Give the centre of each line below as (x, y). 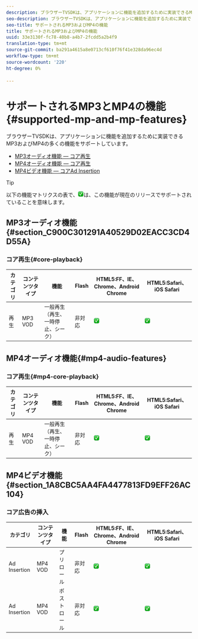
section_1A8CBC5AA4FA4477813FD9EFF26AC (103, 485)
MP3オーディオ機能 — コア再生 (52, 156)
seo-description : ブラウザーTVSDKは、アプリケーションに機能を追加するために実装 (97, 19)
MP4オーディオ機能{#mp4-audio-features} (86, 358)
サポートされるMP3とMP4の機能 (86, 106)
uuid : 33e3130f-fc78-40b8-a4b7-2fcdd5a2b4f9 (62, 37)
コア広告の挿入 (27, 512)
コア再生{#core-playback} (44, 259)
